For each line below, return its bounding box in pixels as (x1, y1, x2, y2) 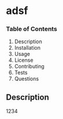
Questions (14, 75, 39, 82)
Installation (14, 44, 41, 51)
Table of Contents (6, 25, 58, 33)
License (14, 57, 34, 64)
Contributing (14, 63, 45, 70)
